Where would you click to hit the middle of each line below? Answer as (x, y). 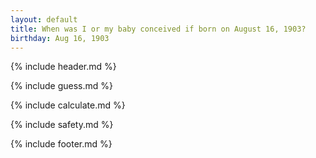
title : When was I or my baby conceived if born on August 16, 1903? (158, 29)
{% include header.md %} (63, 67)
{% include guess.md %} (61, 86)
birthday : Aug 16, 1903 (60, 38)
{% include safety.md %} (62, 125)
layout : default (44, 19)
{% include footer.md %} (61, 144)
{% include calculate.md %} (68, 105)
